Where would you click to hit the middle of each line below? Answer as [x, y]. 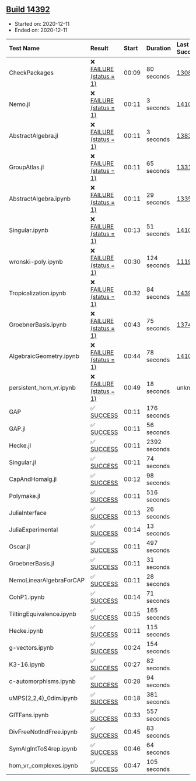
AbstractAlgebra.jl [34, 135]
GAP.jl [17, 428]
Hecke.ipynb [26, 630]
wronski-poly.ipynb [36, 261]
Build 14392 [28, 10]
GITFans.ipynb [29, 715]
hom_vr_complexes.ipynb [43, 765]
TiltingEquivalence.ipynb [43, 613]
